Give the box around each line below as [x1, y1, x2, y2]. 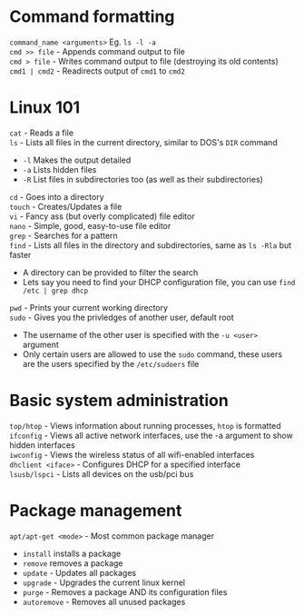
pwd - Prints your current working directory [9, 302, 169, 313]
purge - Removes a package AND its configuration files [22, 586, 228, 597]
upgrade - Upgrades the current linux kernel [22, 577, 186, 588]
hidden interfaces [9, 439, 75, 451]
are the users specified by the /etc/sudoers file [22, 358, 200, 369]
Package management [9, 501, 182, 521]
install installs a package [22, 548, 122, 559]
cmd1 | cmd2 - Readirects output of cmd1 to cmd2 [9, 65, 186, 76]
